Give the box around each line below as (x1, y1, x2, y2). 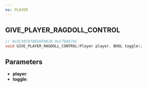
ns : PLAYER (5, 7, 28, 12)
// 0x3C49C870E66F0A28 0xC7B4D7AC (5, 39, 78, 44)
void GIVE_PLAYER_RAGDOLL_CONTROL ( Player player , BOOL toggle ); (5, 43, 143, 49)
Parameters (5, 57, 43, 66)
